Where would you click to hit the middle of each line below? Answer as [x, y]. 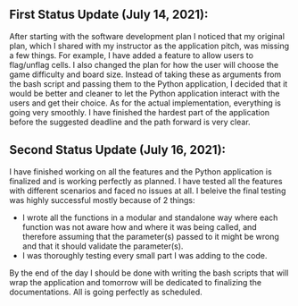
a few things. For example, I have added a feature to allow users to [132, 55]
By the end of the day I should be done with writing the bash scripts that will [149, 273]
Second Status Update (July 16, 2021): [117, 150]
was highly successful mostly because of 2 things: [102, 200]
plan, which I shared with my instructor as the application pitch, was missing [149, 46]
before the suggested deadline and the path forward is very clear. [130, 122]
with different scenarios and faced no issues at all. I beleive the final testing [148, 191]
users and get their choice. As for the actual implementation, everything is [145, 103]
